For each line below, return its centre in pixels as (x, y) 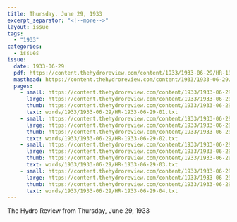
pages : (23, 86)
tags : (15, 33)
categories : (25, 47)
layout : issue (28, 27)
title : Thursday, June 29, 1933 (55, 14)
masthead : (28, 79)
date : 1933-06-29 (39, 66)
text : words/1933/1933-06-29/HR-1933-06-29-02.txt (102, 138)
